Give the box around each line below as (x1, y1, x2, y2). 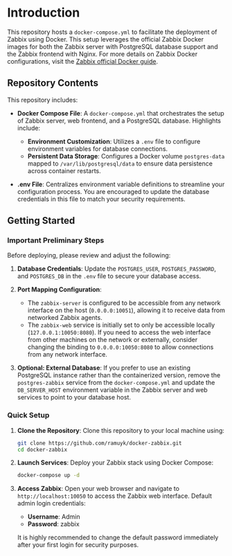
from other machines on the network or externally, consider (27, 336, 198, 344)
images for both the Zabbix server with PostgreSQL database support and (7, 42, 218, 51)
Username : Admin (27, 512, 80, 521)
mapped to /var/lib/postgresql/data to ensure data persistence (27, 159, 213, 168)
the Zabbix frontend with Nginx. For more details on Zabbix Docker (7, 50, 198, 58)
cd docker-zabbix (17, 446, 68, 453)
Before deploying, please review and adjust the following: (7, 251, 171, 260)
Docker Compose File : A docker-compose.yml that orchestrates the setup (17, 109, 225, 117)
